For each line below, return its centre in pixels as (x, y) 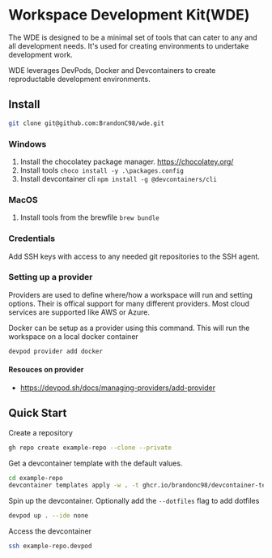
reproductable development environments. (80, 79)
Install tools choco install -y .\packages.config (102, 170)
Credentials (32, 238)
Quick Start (38, 413)
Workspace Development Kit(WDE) (129, 15)
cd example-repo (36, 478)
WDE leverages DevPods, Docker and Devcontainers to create (112, 70)
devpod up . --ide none (49, 516)
